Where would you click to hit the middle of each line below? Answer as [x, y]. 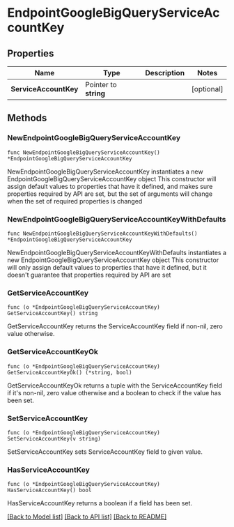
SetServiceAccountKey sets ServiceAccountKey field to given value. [105, 452]
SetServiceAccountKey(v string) [54, 438]
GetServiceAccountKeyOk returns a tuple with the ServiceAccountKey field [115, 385]
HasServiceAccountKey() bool [49, 490]
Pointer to [101, 85]
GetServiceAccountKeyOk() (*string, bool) [70, 372]
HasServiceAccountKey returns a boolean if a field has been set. [100, 503]
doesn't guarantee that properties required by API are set [89, 275]
